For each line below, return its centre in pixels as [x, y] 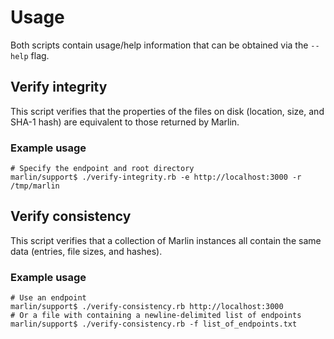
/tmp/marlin [35, 186]
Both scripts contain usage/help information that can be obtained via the [159, 45]
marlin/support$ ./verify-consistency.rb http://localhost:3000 [147, 307]
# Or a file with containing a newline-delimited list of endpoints [156, 316]
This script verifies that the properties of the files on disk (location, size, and [167, 111]
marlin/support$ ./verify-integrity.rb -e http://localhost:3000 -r [156, 177]
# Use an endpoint [48, 298]
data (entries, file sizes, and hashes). [86, 251]
